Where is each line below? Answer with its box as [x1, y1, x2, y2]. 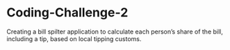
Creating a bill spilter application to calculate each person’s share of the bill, [6, 27, 224, 36]
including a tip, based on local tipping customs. [6, 34, 142, 42]
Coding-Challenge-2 [6, 5, 129, 21]
